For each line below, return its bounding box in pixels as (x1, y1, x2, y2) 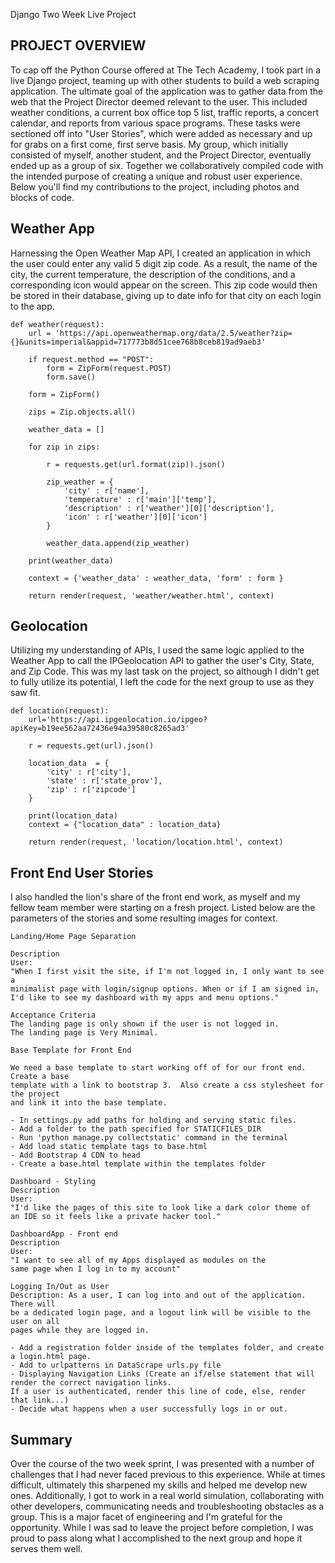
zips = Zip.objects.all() (28, 407, 137, 417)
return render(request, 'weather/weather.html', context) (28, 590, 275, 601)
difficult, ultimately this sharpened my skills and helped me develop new (10, 1479, 308, 1491)
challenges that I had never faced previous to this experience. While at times (10, 1469, 326, 1481)
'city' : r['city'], (46, 767, 132, 778)
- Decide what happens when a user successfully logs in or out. (10, 1404, 288, 1414)
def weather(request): (10, 319, 105, 329)
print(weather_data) (28, 555, 114, 566)
